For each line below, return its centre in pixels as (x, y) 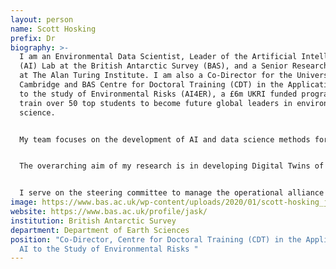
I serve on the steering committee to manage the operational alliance (172, 193)
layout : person (42, 19)
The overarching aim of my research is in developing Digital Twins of (172, 166)
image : (24, 202)
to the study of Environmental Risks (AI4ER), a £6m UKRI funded (158, 94)
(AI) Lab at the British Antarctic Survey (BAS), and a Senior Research (174, 66)
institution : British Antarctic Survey (93, 221)
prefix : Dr (33, 38)
